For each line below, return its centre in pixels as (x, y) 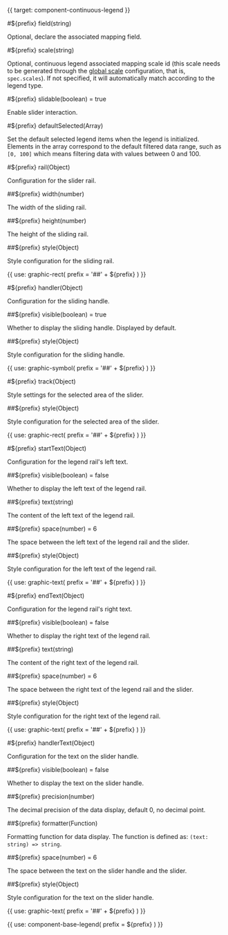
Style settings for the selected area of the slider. (75, 395)
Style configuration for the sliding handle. (66, 355)
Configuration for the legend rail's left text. (68, 462)
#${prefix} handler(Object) (45, 287)
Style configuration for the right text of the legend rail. (84, 716)
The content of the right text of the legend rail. (73, 662)
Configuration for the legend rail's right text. (70, 609)
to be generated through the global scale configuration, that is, (96, 71)
